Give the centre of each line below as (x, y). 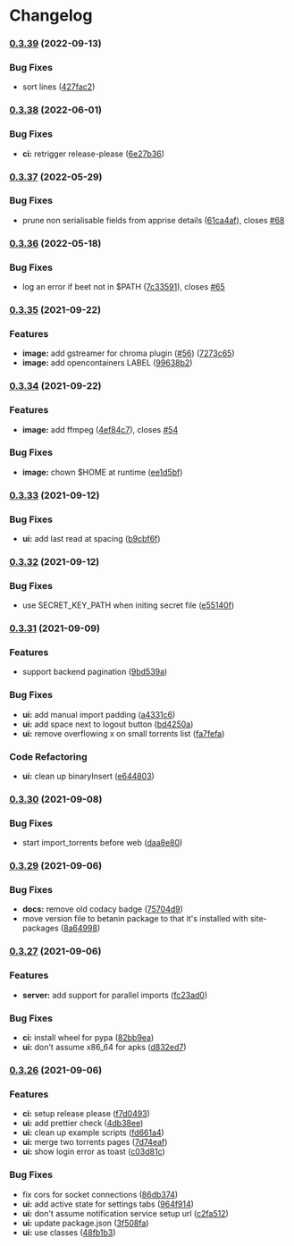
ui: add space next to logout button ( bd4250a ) (108, 724)
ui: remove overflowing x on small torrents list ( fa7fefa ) (123, 733)
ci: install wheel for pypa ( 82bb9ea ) (88, 1037)
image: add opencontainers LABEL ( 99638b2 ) (107, 363)
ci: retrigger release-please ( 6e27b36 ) (93, 154)
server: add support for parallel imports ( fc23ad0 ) (115, 995)
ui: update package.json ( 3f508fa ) (85, 1223)
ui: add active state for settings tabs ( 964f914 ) (108, 1204)
